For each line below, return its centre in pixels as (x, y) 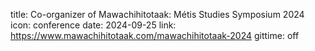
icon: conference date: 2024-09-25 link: (93, 25)
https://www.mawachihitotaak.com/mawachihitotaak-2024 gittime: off (155, 35)
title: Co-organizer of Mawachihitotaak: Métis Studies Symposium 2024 (157, 14)
